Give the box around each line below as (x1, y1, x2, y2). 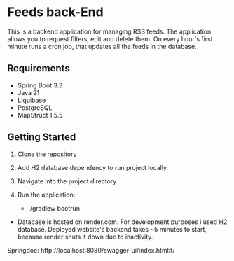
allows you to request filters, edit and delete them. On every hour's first (7, 34, 213, 43)
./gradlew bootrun (27, 204, 81, 212)
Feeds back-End (7, 4, 104, 20)
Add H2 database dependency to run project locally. (17, 163, 169, 171)
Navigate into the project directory (17, 176, 117, 185)
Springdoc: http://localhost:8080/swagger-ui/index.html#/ (7, 246, 175, 254)
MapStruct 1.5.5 (17, 111, 63, 119)
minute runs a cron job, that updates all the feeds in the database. (7, 42, 198, 50)
